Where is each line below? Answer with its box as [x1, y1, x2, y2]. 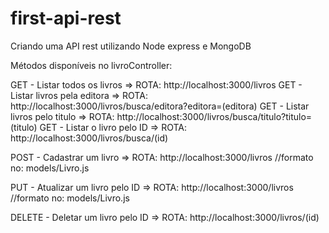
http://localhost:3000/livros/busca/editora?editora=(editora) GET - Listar [10, 100, 310, 112]
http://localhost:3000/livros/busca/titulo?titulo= [116, 110, 313, 122]
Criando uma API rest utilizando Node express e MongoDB [10, 40, 252, 52]
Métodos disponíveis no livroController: [10, 59, 173, 71]
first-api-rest [10, 7, 122, 30]
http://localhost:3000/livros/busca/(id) [10, 132, 169, 144]
